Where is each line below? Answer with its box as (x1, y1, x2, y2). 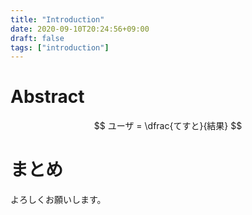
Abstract (10, 86, 85, 108)
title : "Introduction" (10, 14, 105, 25)
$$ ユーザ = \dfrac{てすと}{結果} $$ (93, 120, 243, 132)
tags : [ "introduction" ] (10, 42, 110, 53)
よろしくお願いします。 (10, 194, 107, 206)
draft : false (10, 33, 65, 43)
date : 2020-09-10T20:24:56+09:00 (10, 24, 150, 34)
